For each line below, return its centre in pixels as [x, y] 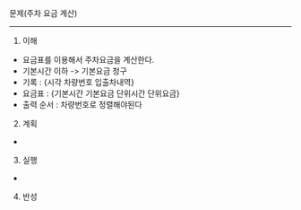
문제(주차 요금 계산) [43, 13]
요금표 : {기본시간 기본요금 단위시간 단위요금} [101, 93]
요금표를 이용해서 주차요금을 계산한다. [88, 60]
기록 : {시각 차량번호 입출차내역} [78, 82]
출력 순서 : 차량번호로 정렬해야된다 [82, 105]
